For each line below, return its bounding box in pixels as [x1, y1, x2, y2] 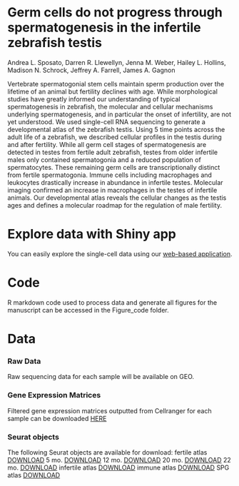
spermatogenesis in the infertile [7, 19, 201, 36]
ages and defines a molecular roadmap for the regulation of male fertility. [7, 201, 223, 209]
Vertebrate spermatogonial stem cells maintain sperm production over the [7, 79, 225, 88]
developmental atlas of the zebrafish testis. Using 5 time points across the [7, 125, 225, 133]
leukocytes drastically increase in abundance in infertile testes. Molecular [7, 178, 223, 186]
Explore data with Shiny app [7, 226, 176, 243]
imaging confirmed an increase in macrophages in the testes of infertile [7, 186, 218, 194]
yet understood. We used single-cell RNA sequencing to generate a [7, 117, 205, 126]
